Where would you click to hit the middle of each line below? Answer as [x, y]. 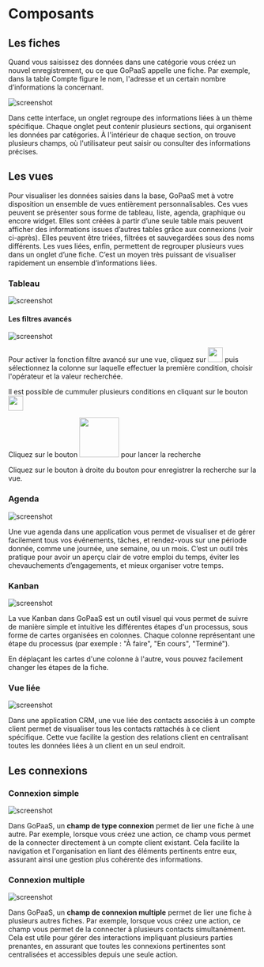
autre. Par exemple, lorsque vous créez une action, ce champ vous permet [130, 834]
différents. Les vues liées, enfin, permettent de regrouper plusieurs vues [126, 246]
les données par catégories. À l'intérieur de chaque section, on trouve [122, 135]
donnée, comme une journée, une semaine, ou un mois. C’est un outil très [128, 548]
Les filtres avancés [40, 318]
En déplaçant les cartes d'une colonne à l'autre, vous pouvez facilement [126, 659]
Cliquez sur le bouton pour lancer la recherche [105, 455]
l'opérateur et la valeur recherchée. [66, 376]
